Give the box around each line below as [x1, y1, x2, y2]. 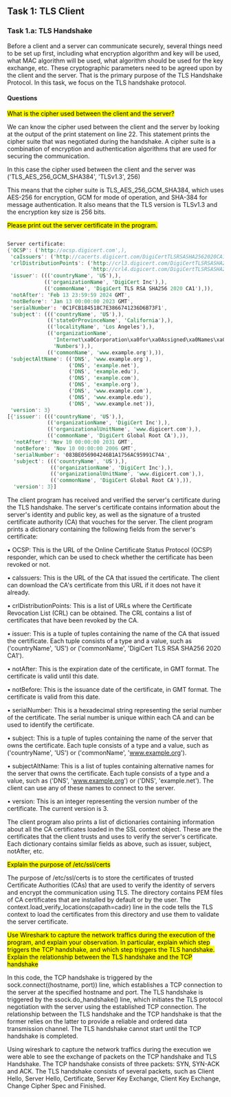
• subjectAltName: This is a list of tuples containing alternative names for [7, 762, 214, 770]
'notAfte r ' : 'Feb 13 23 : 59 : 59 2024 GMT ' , [10, 292, 131, 298]
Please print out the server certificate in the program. [7, 221, 158, 229]
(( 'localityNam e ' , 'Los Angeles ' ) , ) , [47, 323, 155, 331]
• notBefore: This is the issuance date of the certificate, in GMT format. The [7, 686, 221, 694]
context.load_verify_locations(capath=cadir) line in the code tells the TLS [7, 903, 213, 911]
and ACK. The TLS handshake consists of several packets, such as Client [7, 1067, 214, 1076]
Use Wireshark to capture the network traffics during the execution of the [7, 931, 215, 939]
